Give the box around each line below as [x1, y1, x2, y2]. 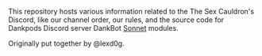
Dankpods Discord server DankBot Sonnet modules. [8, 24, 179, 32]
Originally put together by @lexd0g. [8, 39, 125, 48]
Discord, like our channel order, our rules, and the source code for [8, 15, 225, 24]
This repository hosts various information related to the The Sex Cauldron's [8, 7, 255, 16]
